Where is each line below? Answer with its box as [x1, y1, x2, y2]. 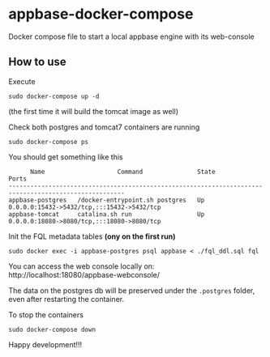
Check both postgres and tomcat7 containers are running [8, 122, 200, 132]
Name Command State [29, 168, 216, 176]
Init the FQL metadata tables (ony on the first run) [8, 232, 176, 241]
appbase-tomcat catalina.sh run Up [8, 210, 205, 219]
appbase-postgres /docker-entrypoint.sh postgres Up [8, 196, 205, 204]
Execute [8, 76, 36, 86]
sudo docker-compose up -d [8, 92, 100, 100]
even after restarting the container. [8, 294, 124, 304]
